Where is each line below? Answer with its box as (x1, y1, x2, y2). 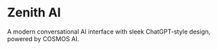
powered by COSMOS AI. (7, 34, 80, 42)
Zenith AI (7, 5, 61, 21)
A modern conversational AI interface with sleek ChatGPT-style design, (7, 27, 211, 36)
